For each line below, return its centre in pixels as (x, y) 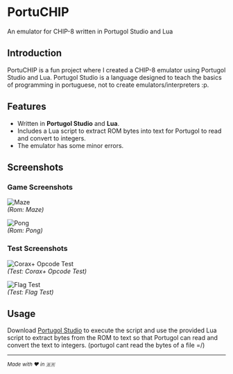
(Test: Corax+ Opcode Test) (47, 271)
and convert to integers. (52, 138)
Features (27, 107)
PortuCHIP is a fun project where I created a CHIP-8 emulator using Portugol (116, 70)
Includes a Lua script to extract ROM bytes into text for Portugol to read (119, 131)
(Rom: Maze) (26, 210)
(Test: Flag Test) (31, 292)
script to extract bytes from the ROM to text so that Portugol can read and (113, 338)
